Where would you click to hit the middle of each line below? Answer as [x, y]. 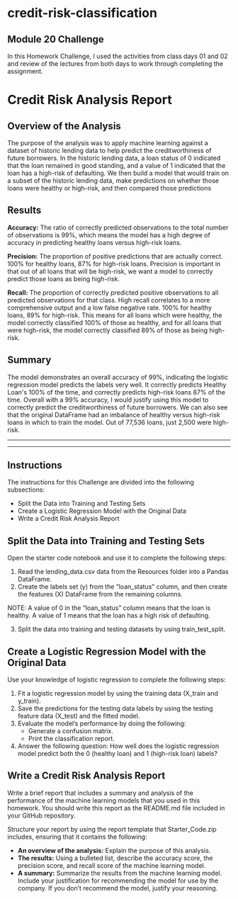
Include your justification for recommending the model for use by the [118, 881]
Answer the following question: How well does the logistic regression [118, 746]
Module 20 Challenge [56, 39]
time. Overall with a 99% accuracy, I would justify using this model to [108, 400]
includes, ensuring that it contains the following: [77, 837]
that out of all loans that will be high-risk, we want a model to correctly [110, 271]
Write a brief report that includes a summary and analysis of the [100, 793]
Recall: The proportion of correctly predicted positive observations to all [113, 293]
